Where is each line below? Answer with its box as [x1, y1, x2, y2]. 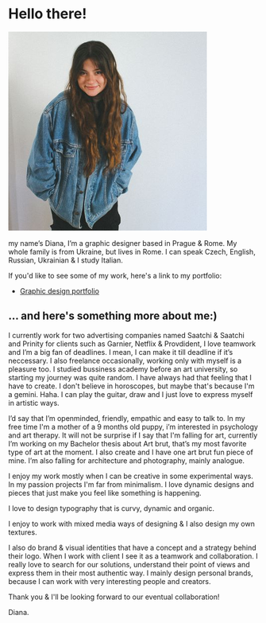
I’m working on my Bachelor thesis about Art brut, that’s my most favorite [8, 438, 247, 448]
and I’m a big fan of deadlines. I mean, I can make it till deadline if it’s [8, 347, 233, 356]
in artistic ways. [8, 398, 60, 407]
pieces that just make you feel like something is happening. [8, 488, 202, 497]
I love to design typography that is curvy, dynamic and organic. [8, 503, 215, 513]
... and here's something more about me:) [8, 310, 218, 323]
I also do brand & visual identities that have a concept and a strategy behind [8, 543, 256, 552]
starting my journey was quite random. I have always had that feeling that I [8, 372, 253, 382]
